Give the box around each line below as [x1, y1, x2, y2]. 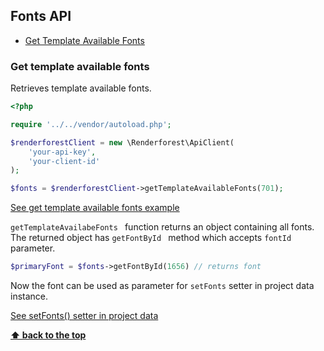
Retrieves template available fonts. [10, 82, 152, 94]
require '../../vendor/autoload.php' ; [10, 119, 172, 129]
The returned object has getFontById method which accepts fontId [10, 232, 292, 244]
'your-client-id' [28, 156, 101, 166]
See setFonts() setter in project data [10, 310, 159, 322]
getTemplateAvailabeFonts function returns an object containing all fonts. [10, 221, 315, 233]
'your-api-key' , [28, 147, 97, 157]
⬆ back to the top [10, 329, 87, 341]
